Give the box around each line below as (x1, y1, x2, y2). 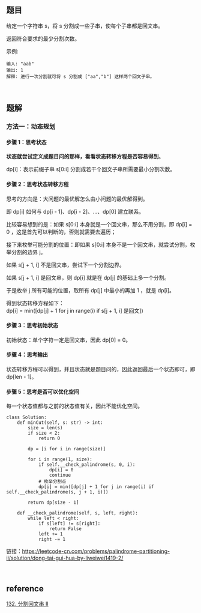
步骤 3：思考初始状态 (6, 322, 59, 329)
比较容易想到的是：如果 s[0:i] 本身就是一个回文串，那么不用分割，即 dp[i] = (6, 220, 193, 228)
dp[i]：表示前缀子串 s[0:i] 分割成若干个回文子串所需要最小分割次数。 (6, 166, 176, 173)
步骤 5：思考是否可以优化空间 (6, 388, 80, 395)
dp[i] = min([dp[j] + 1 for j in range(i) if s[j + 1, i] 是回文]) (6, 307, 144, 314)
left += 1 (38, 531, 63, 537)
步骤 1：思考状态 (6, 138, 47, 145)
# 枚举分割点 (38, 479, 67, 485)
